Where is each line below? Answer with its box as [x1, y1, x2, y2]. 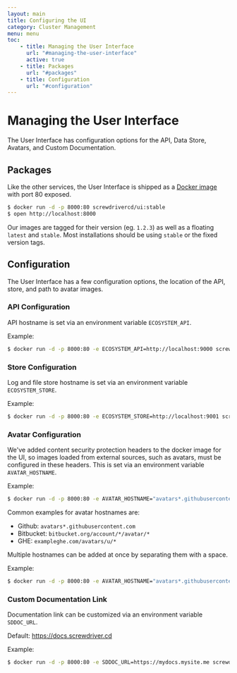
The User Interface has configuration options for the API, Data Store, [7, 136, 207, 144]
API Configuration [7, 302, 71, 312]
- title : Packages [20, 63, 74, 70]
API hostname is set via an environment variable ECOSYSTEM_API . [7, 318, 192, 326]
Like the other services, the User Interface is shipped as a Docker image [7, 183, 217, 191]
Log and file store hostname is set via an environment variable [7, 378, 188, 387]
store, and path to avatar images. [7, 285, 104, 293]
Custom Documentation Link [7, 594, 108, 604]
